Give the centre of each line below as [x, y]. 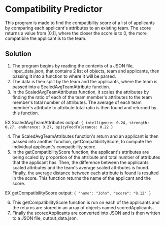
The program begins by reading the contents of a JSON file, [73, 65]
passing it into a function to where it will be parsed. [64, 76]
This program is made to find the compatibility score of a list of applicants [80, 23]
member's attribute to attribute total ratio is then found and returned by [84, 107]
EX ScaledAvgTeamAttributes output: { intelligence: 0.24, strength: [77, 122]
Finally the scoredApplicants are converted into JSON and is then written [86, 213]
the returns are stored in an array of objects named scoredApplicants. [83, 207]
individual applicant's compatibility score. [54, 147]
